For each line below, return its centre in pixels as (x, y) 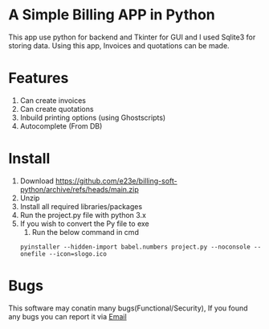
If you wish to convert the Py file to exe (85, 224)
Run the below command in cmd (85, 232)
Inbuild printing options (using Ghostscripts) (93, 117)
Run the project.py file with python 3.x (83, 215)
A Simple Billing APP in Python (112, 15)
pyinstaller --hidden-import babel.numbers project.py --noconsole (135, 247)
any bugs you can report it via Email (67, 316)
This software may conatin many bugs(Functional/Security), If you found (128, 308)
